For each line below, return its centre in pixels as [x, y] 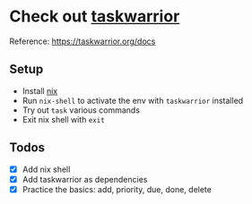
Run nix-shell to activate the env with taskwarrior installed [133, 100]
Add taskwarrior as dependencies [85, 179]
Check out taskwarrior [95, 17]
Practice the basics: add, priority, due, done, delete [117, 189]
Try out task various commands [81, 110]
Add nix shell [46, 169]
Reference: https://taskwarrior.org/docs [83, 41]
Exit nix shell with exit [63, 119]
